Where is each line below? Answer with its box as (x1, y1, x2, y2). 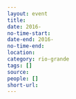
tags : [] (7, 62, 32, 69)
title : (7, 17, 26, 24)
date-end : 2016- (7, 36, 54, 43)
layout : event (7, 10, 48, 17)
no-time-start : (7, 29, 51, 37)
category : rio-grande (7, 56, 70, 63)
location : (7, 49, 36, 56)
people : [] (7, 75, 39, 82)
